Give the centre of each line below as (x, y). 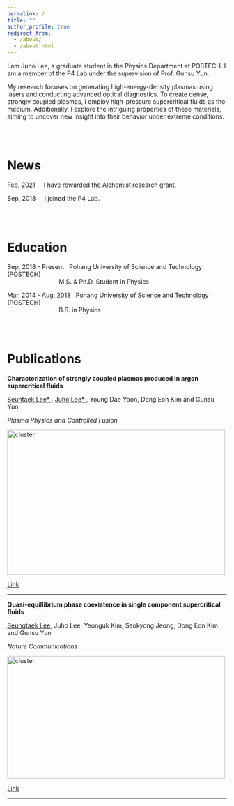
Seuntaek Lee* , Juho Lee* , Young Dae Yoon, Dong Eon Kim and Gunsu (111, 399)
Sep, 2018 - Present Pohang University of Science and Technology (105, 266)
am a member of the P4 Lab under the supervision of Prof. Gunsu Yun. (108, 73)
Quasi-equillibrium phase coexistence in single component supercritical (114, 604)
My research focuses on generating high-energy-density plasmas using (110, 87)
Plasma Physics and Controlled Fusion (63, 420)
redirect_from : (29, 33)
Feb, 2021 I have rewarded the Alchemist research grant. (92, 185)
